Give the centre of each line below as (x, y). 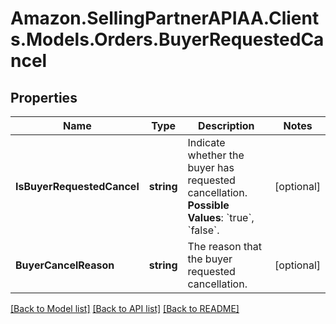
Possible (208, 205)
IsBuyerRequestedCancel (77, 186)
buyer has (211, 167)
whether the (216, 155)
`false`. (203, 230)
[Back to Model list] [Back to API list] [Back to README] (125, 308)
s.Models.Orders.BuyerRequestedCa (167, 39)
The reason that (224, 246)
